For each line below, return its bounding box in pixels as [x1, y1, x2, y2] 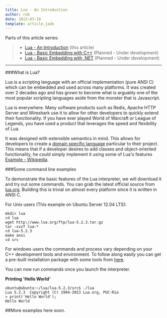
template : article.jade [5, 21, 55, 26]
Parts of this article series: [5, 35, 59, 41]
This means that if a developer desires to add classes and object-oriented [5, 146, 157, 152]
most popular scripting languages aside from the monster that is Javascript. [5, 95, 161, 101]
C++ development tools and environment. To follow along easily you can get [5, 251, 162, 257]
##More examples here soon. [5, 308, 66, 314]
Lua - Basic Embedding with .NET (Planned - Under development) [24, 55, 160, 61]
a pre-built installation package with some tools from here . [5, 257, 125, 263]
